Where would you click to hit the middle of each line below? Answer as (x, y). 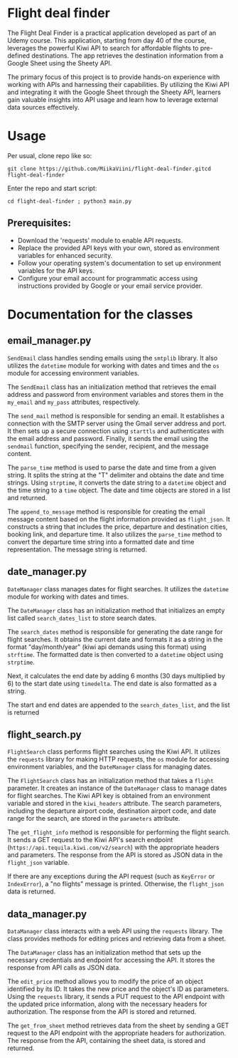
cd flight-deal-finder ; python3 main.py (70, 201)
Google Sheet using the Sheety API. (60, 63)
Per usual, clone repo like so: (50, 155)
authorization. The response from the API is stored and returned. (102, 1012)
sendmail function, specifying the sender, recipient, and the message (108, 446)
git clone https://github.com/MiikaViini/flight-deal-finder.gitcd (109, 169)
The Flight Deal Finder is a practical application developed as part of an (112, 33)
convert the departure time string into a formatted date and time (101, 541)
